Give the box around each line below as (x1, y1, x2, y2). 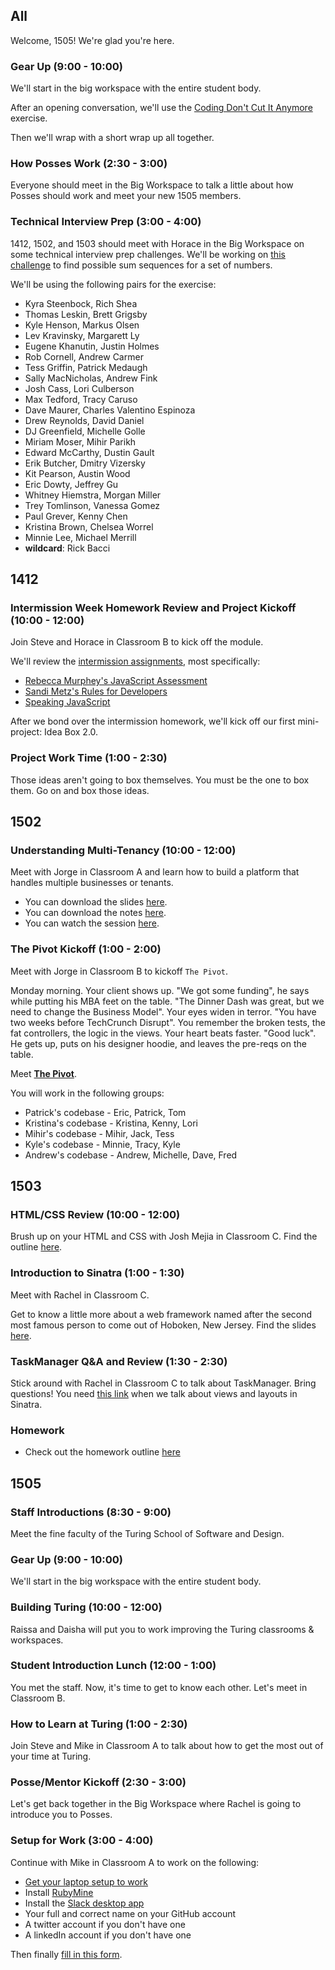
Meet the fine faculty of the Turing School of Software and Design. (10, 1527, 285, 1539)
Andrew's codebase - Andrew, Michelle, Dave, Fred (24, 1149, 238, 1161)
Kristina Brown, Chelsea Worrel (24, 520, 154, 533)
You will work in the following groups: (10, 1087, 165, 1099)
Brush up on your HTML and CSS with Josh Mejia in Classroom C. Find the (10, 1230, 318, 1243)
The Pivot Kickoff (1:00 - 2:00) (10, 942, 162, 956)
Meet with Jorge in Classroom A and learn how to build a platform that (10, 866, 300, 878)
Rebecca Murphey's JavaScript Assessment (24, 675, 208, 687)
